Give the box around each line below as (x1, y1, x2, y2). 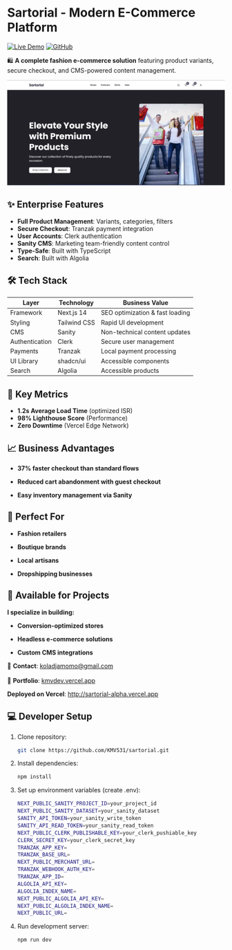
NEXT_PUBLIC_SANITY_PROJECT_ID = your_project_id (17, 801, 157, 807)
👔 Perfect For (7, 511, 65, 523)
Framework (10, 309, 43, 317)
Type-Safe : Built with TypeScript (17, 246, 111, 255)
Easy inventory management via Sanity (17, 491, 133, 500)
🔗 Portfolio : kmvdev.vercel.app (7, 676, 95, 684)
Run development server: (17, 922, 90, 931)
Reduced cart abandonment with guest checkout (17, 477, 161, 486)
